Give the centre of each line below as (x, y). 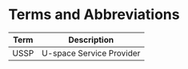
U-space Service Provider (91, 53)
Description (91, 40)
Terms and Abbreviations (94, 15)
